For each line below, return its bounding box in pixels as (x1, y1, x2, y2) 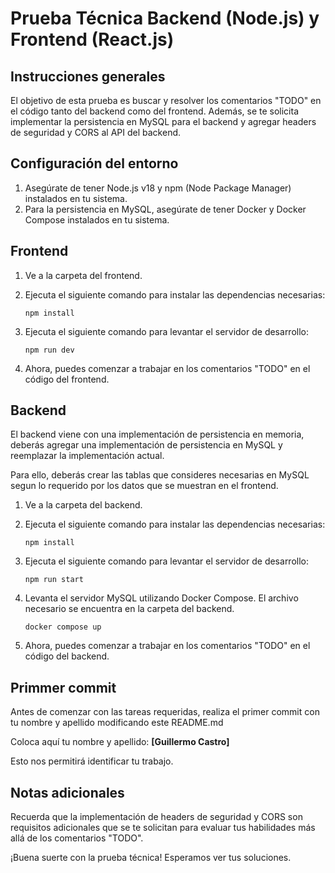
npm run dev (24, 345, 75, 355)
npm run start (24, 575, 84, 585)
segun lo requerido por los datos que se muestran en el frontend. (10, 480, 279, 492)
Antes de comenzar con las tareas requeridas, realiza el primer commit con (10, 706, 320, 718)
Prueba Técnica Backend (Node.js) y (10, 7, 320, 30)
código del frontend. (24, 373, 110, 385)
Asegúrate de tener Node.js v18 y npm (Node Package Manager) (24, 182, 292, 194)
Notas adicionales (10, 784, 125, 801)
